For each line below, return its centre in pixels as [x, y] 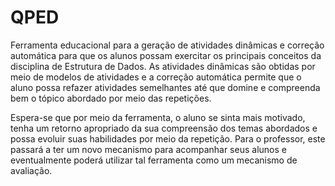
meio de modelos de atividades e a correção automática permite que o [156, 77]
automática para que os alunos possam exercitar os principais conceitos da [166, 55]
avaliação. [31, 170]
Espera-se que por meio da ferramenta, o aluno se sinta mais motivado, [158, 117]
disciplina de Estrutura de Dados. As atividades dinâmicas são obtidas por [163, 66]
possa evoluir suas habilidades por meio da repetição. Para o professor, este [168, 138]
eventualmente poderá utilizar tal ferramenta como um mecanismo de [154, 160]
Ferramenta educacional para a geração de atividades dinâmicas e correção [167, 45]
